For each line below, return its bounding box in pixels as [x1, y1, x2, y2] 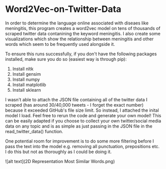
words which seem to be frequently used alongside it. [5, 41, 115, 47]
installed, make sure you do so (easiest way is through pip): [5, 56, 127, 62]
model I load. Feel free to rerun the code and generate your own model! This [5, 112, 162, 118]
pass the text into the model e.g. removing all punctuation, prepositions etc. [5, 143, 160, 149]
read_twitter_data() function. [5, 128, 64, 134]
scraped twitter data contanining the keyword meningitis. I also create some [5, 30, 161, 36]
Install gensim [12, 71, 41, 77]
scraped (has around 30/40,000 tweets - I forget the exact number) [5, 102, 144, 108]
